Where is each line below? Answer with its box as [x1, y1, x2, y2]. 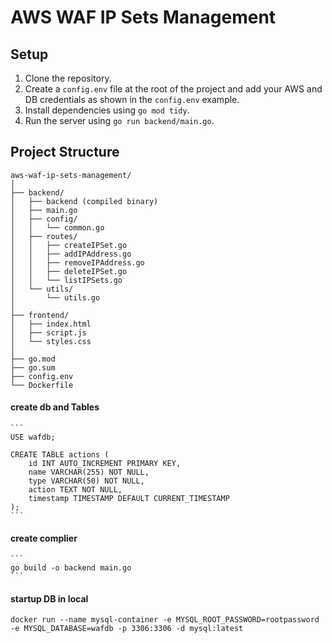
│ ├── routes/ [10, 231, 78, 241]
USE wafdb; [10, 432, 56, 443]
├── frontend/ [10, 310, 70, 320]
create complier [10, 532, 78, 544]
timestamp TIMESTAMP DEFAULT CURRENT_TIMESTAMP [28, 494, 230, 504]
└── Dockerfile [10, 380, 74, 390]
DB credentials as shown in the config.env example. [24, 94, 240, 105]
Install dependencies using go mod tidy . [24, 104, 190, 116]
